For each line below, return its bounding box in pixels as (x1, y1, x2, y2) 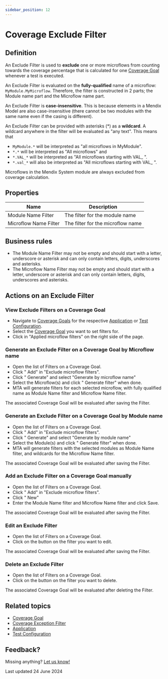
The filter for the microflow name (64, 220, 142, 227)
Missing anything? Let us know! (5, 658, 70, 665)
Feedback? (5, 645, 40, 654)
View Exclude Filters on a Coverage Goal (5, 306, 106, 313)
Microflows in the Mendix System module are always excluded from (5, 168, 145, 175)
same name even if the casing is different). (5, 113, 93, 119)
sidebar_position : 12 (5, 7, 50, 12)
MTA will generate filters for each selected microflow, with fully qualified (12, 385, 161, 391)
